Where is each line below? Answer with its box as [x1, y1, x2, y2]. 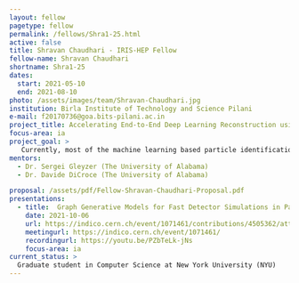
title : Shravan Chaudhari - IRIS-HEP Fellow [9, 46, 177, 55]
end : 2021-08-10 [17, 87, 77, 96]
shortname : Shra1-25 [9, 63, 86, 72]
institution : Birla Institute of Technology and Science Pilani [9, 104, 253, 113]
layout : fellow [9, 12, 66, 22]
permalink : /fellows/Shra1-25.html [9, 29, 141, 38]
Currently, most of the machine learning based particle [20, 145, 238, 154]
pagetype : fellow [9, 21, 74, 30]
